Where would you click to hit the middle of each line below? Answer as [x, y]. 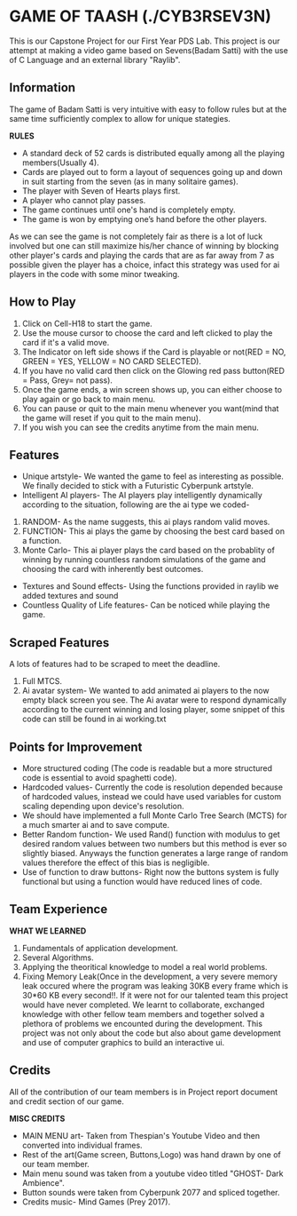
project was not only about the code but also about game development [151, 1033]
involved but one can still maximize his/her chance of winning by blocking [144, 245]
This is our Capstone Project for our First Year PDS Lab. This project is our [145, 41]
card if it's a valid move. [66, 342]
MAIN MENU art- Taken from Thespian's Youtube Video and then [141, 1135]
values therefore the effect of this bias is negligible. [116, 862]
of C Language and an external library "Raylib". [95, 60]
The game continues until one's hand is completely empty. [129, 210]
